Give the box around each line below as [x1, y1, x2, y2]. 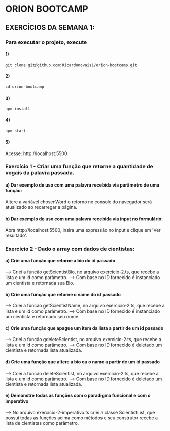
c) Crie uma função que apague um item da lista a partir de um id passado [5, 325, 164, 331]
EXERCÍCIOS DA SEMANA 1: [5, 23, 95, 32]
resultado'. [5, 232, 27, 238]
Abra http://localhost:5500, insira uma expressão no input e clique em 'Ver [5, 227, 161, 233]
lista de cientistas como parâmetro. [5, 420, 79, 426]
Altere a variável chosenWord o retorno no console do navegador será [5, 199, 152, 205]
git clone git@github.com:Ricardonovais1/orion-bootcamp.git [5, 62, 138, 68]
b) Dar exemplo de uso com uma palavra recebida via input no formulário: [5, 216, 163, 222]
